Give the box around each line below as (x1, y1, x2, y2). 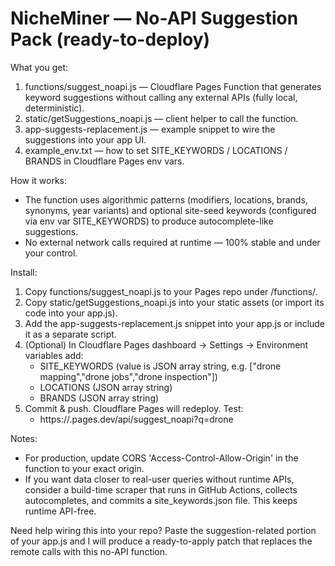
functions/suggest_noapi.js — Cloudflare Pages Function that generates (24, 80, 322, 92)
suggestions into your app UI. (24, 133, 147, 146)
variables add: (24, 349, 84, 361)
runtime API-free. (24, 505, 97, 517)
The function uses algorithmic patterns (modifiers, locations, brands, (24, 193, 308, 206)
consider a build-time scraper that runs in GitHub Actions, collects (24, 483, 298, 496)
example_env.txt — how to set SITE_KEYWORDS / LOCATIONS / (24, 144, 288, 156)
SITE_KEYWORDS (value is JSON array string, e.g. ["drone (39, 360, 282, 372)
